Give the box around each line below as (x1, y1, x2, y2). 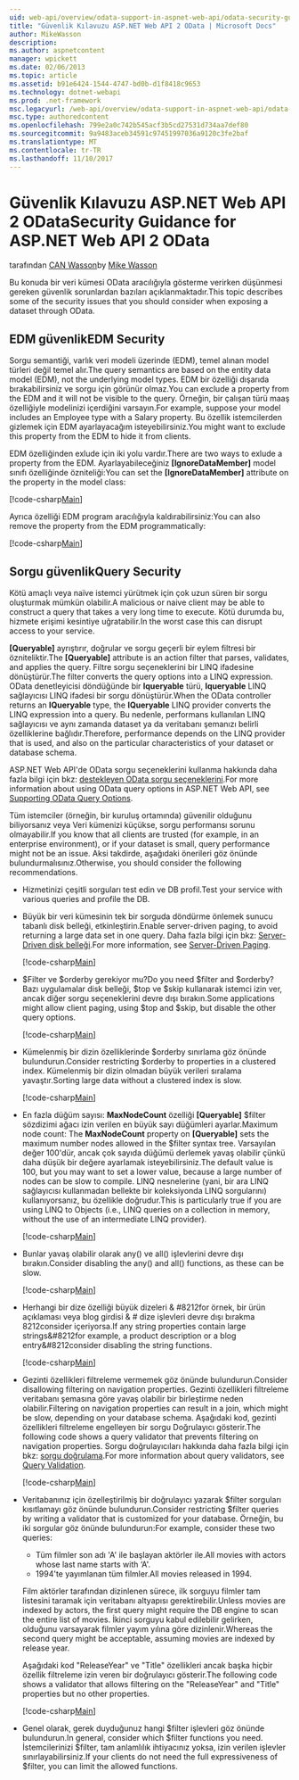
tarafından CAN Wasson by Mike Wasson (9, 260, 158, 270)
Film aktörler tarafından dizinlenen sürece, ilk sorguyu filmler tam (21, 1585, 261, 1597)
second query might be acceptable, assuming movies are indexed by (21, 1634, 276, 1644)
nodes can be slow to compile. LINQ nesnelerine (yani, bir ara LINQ (21, 1176, 269, 1187)
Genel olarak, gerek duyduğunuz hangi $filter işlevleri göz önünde (21, 1723, 265, 1734)
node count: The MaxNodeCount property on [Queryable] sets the (21, 1129, 270, 1139)
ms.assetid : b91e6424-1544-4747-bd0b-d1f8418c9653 (9, 79, 201, 88)
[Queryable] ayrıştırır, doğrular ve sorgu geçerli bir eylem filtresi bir (9, 643, 256, 654)
